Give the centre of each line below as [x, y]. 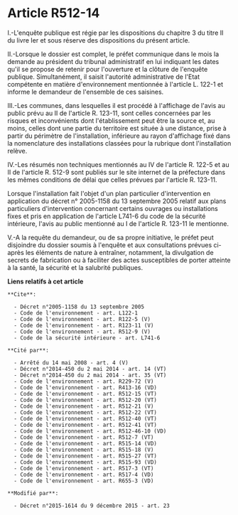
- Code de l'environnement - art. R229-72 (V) [84, 381]
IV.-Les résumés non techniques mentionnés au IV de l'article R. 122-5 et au [118, 164]
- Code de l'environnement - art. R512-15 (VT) [86, 394]
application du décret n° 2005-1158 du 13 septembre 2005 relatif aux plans [117, 201]
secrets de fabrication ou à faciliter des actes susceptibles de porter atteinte [119, 260]
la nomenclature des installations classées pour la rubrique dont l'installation [119, 143]
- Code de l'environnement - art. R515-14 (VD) [86, 443]
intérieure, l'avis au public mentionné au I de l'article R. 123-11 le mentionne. [118, 223]
